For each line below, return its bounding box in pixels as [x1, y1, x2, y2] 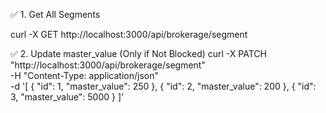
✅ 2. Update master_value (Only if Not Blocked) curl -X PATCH [10, 48, 267, 59]
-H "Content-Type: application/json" [10, 70, 159, 81]
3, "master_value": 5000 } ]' [10, 91, 125, 103]
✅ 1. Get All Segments [10, 9, 101, 20]
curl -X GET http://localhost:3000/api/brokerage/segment [10, 29, 248, 40]
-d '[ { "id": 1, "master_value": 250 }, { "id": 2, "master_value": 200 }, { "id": [10, 80, 317, 92]
